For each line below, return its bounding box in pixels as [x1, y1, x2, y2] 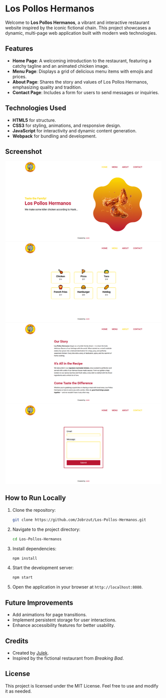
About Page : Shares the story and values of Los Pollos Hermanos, [12, 79, 148, 85]
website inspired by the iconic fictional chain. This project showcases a [5, 24, 151, 30]
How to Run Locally [5, 494, 66, 502]
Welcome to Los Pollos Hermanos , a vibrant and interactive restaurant [5, 19, 150, 25]
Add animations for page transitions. [12, 612, 87, 618]
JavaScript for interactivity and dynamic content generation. [12, 127, 137, 133]
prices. [12, 73, 27, 80]
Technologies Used [5, 104, 66, 113]
